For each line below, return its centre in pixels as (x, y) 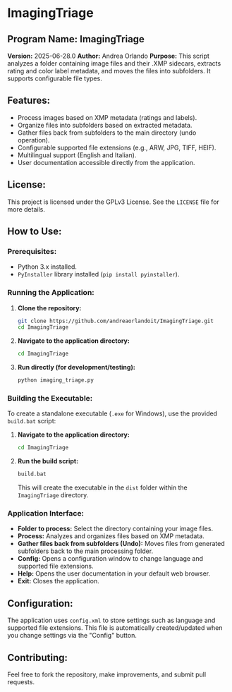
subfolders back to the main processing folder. (85, 551)
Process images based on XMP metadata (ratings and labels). (107, 117)
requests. (21, 682)
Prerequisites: (32, 251)
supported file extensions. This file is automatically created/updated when (115, 628)
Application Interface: (46, 514)
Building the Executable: (50, 399)
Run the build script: (48, 461)
